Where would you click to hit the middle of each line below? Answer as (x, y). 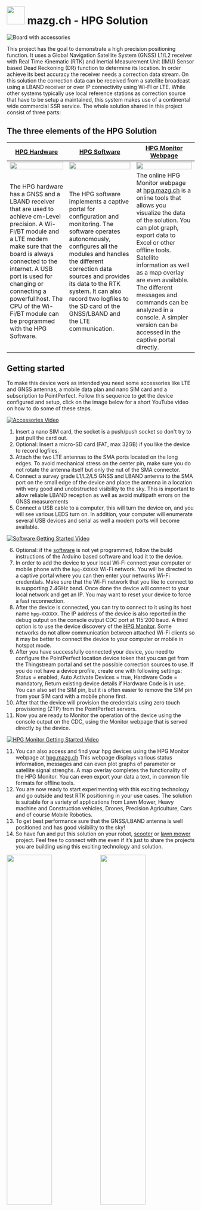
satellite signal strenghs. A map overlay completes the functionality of (101, 770)
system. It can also (95, 291)
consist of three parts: (34, 112)
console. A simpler (162, 317)
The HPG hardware (36, 187)
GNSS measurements (42, 501)
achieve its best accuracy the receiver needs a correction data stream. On (98, 74)
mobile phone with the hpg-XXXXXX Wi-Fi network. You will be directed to (104, 569)
